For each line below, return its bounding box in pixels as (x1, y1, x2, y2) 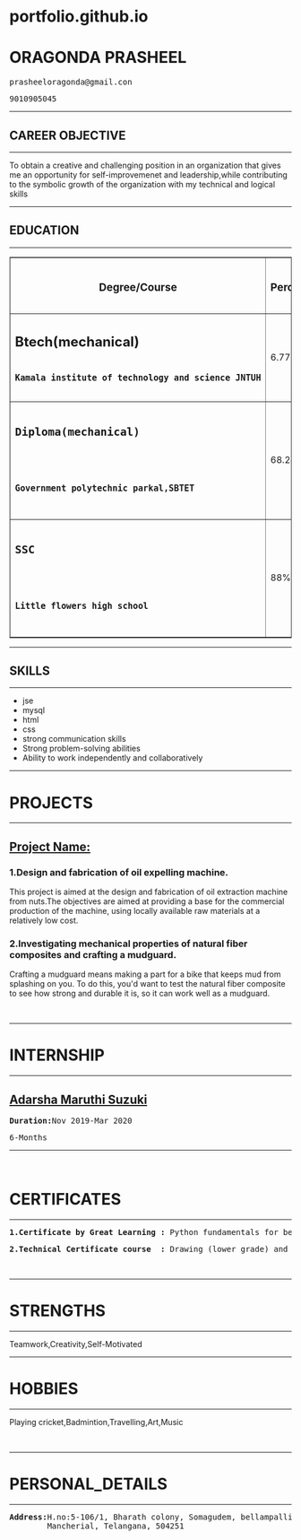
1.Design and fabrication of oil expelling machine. (9, 866, 228, 878)
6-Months (9, 1133, 47, 1143)
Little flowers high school (14, 601, 149, 612)
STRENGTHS (9, 1301, 106, 1321)
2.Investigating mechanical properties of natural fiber (9, 937, 248, 950)
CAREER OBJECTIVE (9, 127, 126, 143)
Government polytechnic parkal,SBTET (14, 483, 195, 494)
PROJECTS (9, 792, 94, 813)
